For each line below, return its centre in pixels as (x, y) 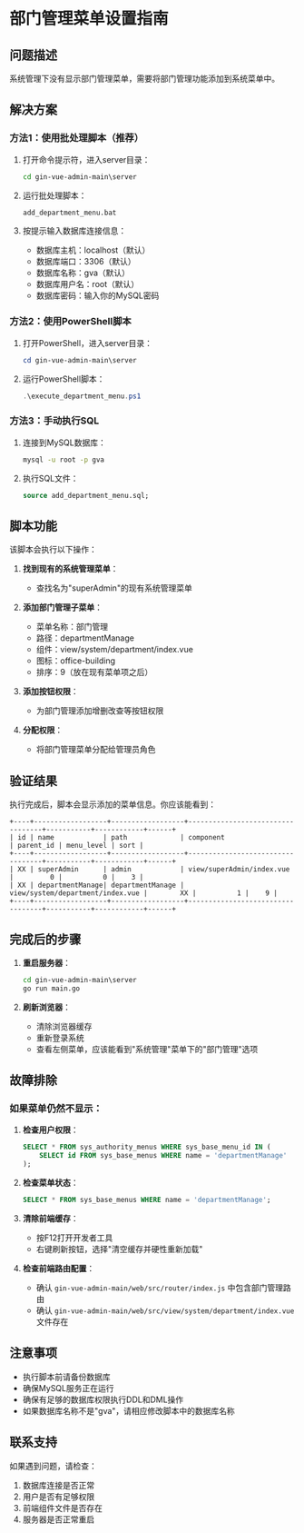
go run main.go (51, 988)
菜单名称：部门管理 (72, 627)
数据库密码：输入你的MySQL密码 (98, 295)
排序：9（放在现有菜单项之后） (94, 672)
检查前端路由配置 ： (59, 1268)
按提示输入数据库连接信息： (74, 231)
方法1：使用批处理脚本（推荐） (77, 138)
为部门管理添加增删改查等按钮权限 (100, 711)
